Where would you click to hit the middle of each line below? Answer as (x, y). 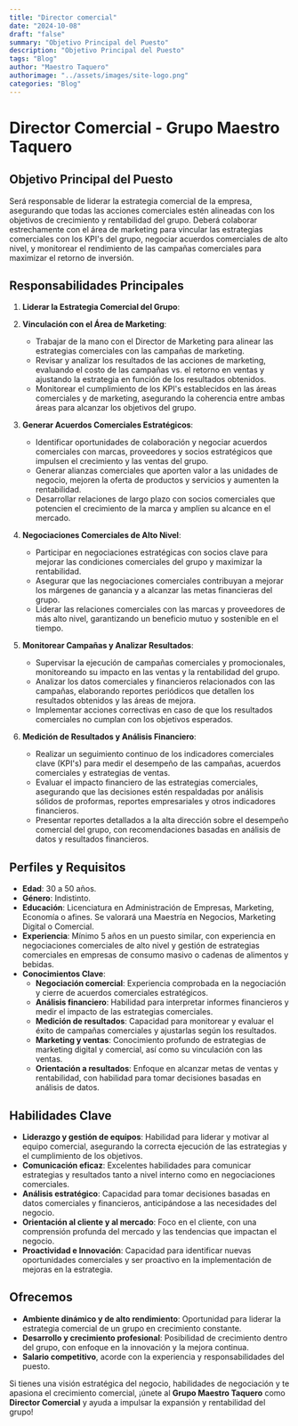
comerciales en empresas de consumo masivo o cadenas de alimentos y (155, 955)
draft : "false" (37, 34)
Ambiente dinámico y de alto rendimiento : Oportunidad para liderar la (152, 1318)
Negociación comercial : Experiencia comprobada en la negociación (161, 983)
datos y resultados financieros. (92, 839)
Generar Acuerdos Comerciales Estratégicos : (108, 425)
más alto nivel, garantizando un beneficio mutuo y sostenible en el (157, 619)
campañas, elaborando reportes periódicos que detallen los (145, 691)
